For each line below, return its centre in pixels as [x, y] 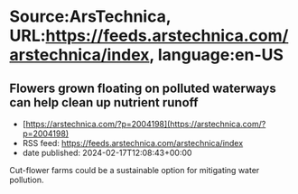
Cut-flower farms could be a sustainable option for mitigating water [135, 170]
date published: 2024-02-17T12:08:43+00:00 [107, 152]
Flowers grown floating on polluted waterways [143, 88]
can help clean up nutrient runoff [104, 102]
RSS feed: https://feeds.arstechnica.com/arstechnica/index [133, 143]
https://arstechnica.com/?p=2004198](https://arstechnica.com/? [146, 124]
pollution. [27, 180]
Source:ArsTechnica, [90, 17]
